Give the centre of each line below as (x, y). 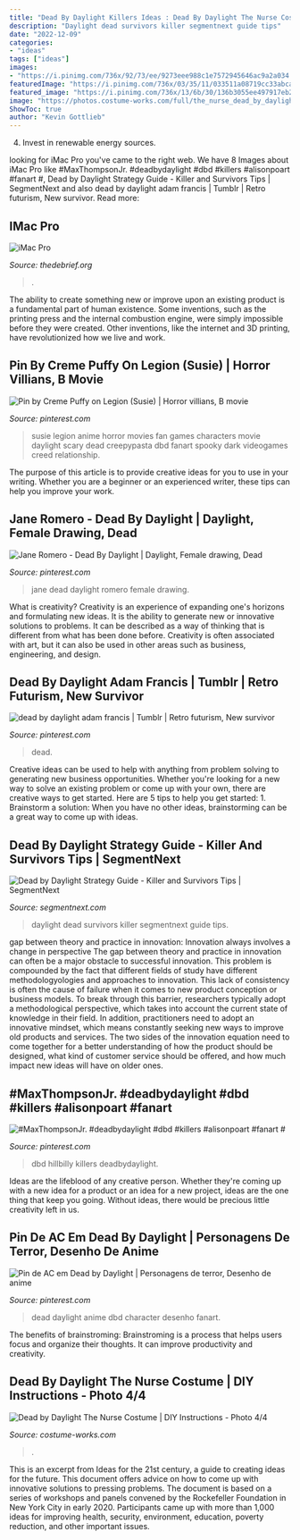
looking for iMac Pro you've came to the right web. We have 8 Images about (149, 160)
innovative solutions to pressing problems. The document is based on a (141, 1488)
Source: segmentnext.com (58, 907)
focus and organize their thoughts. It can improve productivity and (131, 1344)
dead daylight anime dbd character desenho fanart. (126, 1317)
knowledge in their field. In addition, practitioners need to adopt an (132, 1018)
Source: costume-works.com (63, 1435)
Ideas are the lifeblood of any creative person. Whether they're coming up (145, 1181)
